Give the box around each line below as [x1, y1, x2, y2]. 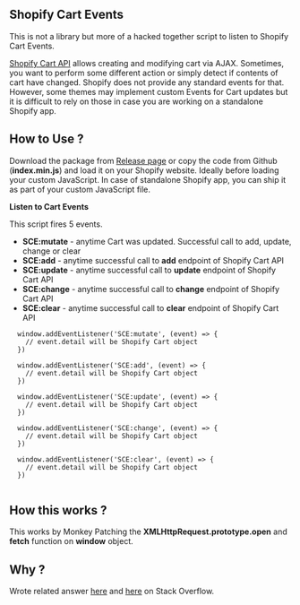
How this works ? [9, 503, 107, 518]
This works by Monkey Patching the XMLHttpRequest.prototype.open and [9, 526, 288, 537]
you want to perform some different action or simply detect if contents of [9, 67, 279, 78]
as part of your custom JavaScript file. [9, 184, 150, 194]
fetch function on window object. [9, 536, 134, 547]
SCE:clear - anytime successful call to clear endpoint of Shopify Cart [21, 302, 279, 313]
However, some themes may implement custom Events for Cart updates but [9, 86, 288, 97]
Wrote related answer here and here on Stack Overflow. [9, 586, 215, 597]
